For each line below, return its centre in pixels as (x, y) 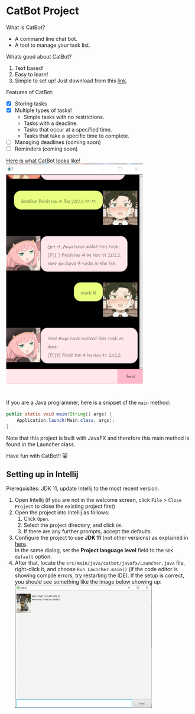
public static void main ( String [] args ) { (59, 414)
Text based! (29, 68)
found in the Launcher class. (41, 444)
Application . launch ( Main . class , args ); (66, 420)
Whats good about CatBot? (39, 56)
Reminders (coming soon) (46, 149)
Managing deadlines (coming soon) (58, 142)
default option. (33, 557)
